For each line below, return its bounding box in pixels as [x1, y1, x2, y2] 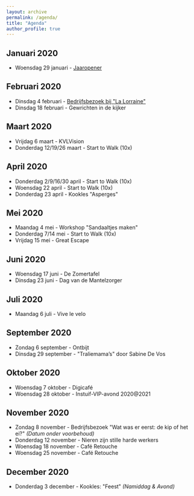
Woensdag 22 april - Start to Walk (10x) [14, 184, 113, 191]
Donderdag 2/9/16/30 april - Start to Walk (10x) [14, 178, 132, 185]
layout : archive [6, 8, 47, 15]
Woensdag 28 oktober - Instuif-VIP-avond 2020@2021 [14, 390, 151, 398]
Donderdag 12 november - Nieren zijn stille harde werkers [14, 436, 158, 444]
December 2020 [6, 466, 69, 477]
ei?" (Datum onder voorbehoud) [14, 430, 95, 437]
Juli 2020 [6, 294, 43, 304]
